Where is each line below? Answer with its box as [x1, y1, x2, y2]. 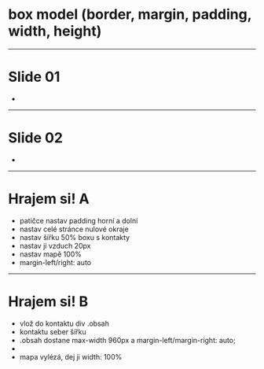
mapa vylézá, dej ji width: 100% [19, 352, 123, 361]
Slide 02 [8, 129, 63, 147]
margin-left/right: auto [19, 257, 92, 267]
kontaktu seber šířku [19, 327, 86, 336]
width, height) [8, 22, 102, 40]
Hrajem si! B [8, 293, 89, 310]
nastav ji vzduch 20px [19, 241, 91, 250]
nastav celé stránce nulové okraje [19, 224, 130, 234]
